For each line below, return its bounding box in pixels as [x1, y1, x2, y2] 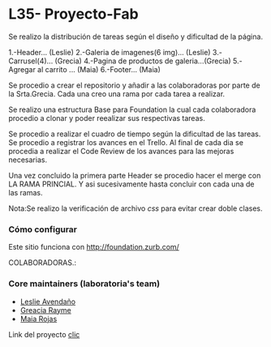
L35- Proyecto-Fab [8, 5, 140, 24]
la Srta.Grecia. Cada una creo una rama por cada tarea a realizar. [8, 88, 226, 98]
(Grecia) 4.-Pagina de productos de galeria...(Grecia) [54, 56, 231, 66]
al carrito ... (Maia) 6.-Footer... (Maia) [37, 64, 161, 74]
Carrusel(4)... [8, 56, 54, 66]
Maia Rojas [19, 314, 58, 323]
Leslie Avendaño [19, 297, 75, 306]
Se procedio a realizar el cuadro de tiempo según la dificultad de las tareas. [8, 129, 261, 139]
